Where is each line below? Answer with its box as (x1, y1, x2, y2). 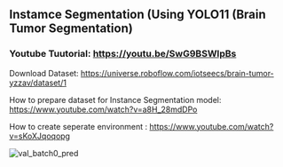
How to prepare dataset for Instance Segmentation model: (9, 94, 222, 105)
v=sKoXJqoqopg (9, 131, 71, 141)
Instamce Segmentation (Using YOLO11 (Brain (9, 7, 266, 22)
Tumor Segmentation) (9, 21, 133, 36)
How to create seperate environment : (9, 121, 148, 131)
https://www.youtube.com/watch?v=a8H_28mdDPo (9, 104, 198, 115)
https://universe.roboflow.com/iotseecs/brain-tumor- (80, 68, 275, 78)
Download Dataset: (9, 68, 79, 78)
